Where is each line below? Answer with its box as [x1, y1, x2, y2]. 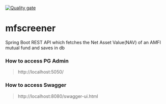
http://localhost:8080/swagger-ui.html [17, 93, 98, 99]
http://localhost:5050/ [17, 69, 64, 75]
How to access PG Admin [5, 57, 69, 64]
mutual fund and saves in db [5, 45, 65, 51]
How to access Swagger [5, 82, 67, 89]
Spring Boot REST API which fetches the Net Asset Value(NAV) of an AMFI [5, 39, 161, 45]
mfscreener [5, 23, 56, 34]
